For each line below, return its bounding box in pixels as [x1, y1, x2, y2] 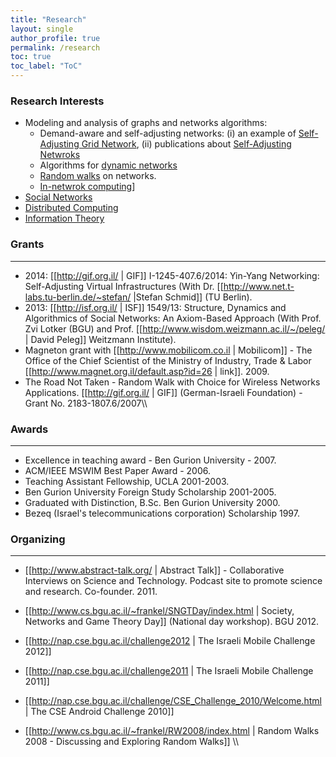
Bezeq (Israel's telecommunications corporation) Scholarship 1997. [24, 507, 300, 519]
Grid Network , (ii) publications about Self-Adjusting [81, 138, 292, 150]
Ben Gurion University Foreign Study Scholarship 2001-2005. [24, 486, 277, 498]
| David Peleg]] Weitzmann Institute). [24, 333, 177, 345]
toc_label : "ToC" [10, 61, 83, 71]
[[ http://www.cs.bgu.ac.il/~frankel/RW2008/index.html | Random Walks [24, 725, 320, 737]
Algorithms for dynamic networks [39, 159, 178, 171]
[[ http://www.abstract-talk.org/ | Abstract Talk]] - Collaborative [24, 564, 285, 576]
